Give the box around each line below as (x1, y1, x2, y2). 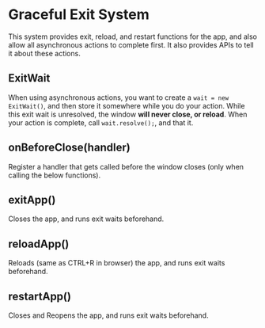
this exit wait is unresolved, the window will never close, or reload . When (8, 109, 248, 119)
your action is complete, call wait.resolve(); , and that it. (8, 117, 194, 128)
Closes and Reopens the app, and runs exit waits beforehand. (8, 311, 209, 320)
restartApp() (8, 289, 71, 303)
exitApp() (8, 193, 56, 207)
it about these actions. (8, 48, 81, 58)
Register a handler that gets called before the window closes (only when (8, 162, 244, 171)
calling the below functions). (8, 170, 101, 180)
